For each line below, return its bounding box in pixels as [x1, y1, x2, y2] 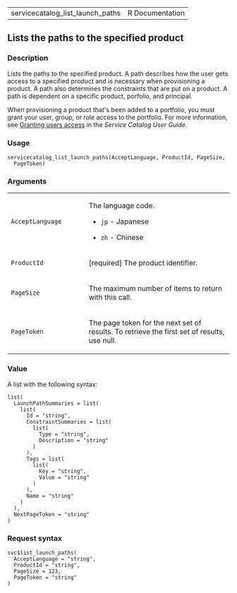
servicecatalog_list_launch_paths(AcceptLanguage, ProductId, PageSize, [7, 154, 226, 161]
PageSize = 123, [13, 568, 61, 575]
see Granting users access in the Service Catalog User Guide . [7, 120, 188, 129]
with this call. [88, 293, 132, 302]
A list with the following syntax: [7, 380, 98, 389]
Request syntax [7, 533, 62, 543]
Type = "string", [38, 430, 90, 438]
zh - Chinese [100, 233, 144, 243]
